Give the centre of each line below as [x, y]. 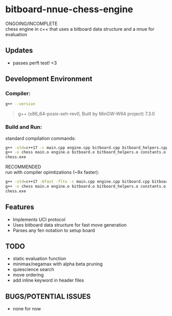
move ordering [28, 275]
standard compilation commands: [40, 138]
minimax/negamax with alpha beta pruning [58, 264]
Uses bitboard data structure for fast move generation [70, 225]
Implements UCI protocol [39, 219]
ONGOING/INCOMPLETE [31, 24]
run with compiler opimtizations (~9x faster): [52, 172]
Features [20, 207]
